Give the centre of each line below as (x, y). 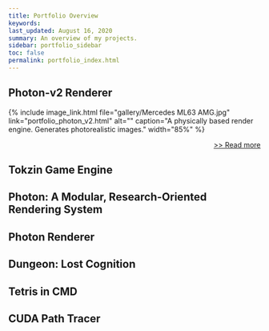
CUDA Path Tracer (54, 319)
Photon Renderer (51, 237)
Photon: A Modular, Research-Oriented (108, 197)
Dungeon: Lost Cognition (72, 264)
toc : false (26, 53)
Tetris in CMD (43, 291)
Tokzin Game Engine (61, 170)
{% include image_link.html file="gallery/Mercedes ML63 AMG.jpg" (119, 112)
